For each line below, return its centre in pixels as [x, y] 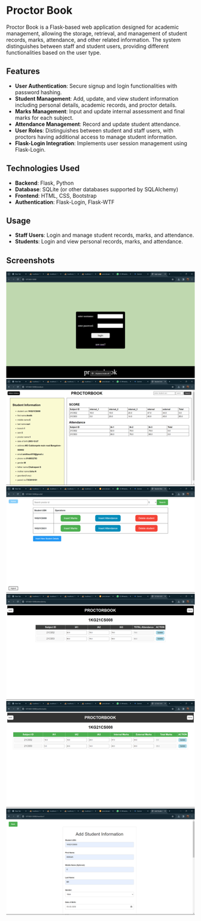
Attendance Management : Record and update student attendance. [98, 124]
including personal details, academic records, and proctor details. [96, 105]
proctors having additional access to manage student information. [96, 137]
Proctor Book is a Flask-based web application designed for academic [93, 27]
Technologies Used [43, 168]
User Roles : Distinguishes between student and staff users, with [94, 130]
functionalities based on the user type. [54, 52]
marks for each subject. [44, 118]
